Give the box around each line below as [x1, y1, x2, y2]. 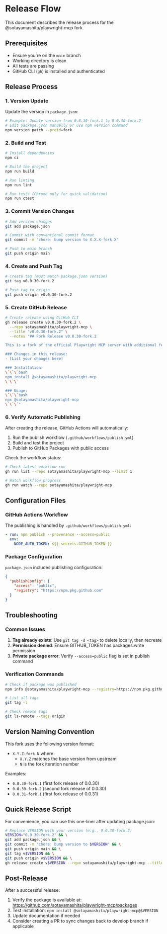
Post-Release [5, 874, 48, 882]
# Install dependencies [5, 151, 55, 156]
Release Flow [5, 3, 61, 14]
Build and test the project [12, 440, 64, 446]
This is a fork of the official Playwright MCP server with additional [5, 342, 157, 348]
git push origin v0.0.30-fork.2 [5, 292, 72, 297]
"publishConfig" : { [9, 579, 50, 584]
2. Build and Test [5, 139, 46, 146]
